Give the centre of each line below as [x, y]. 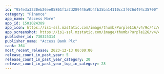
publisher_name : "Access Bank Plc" [41, 41]
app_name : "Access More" [30, 18]
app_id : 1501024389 [25, 23]
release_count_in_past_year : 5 [37, 55]
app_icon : [15, 28]
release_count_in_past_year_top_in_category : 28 [55, 64]
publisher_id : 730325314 [30, 37]
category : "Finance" [26, 14]
